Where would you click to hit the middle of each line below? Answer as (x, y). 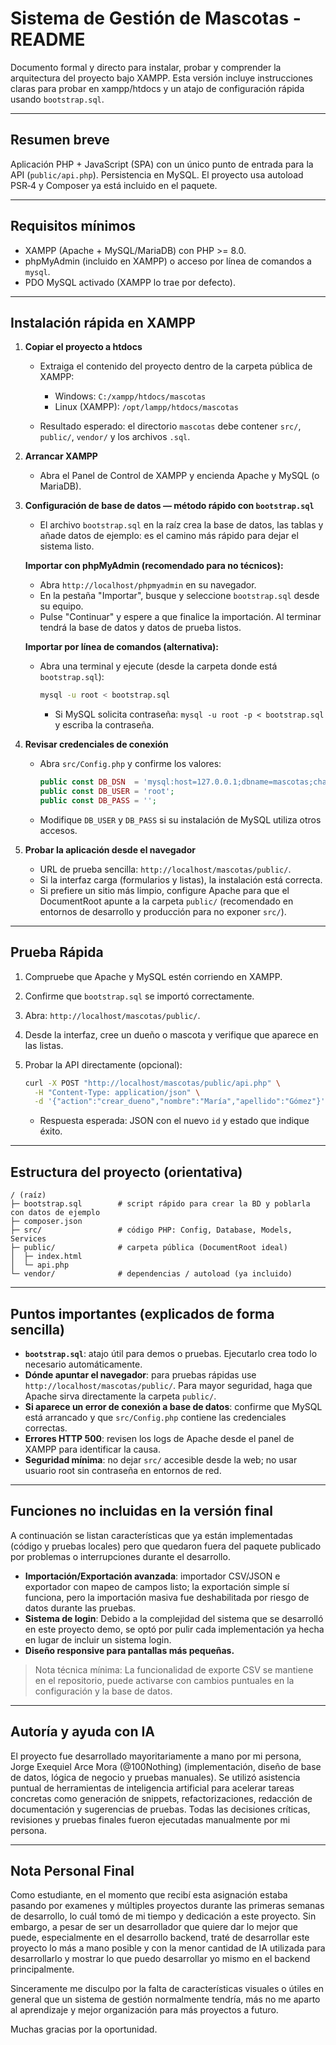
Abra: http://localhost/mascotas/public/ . (112, 1015)
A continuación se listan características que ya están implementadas (151, 1535)
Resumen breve (60, 140)
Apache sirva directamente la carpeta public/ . (120, 1396)
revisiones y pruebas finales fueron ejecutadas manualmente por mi (150, 1819)
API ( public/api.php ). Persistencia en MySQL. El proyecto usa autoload (157, 174)
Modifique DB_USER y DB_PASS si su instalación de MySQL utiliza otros (180, 819)
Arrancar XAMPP (61, 456)
